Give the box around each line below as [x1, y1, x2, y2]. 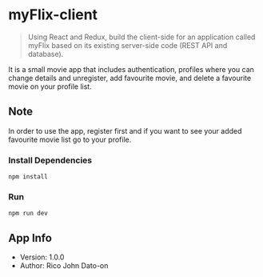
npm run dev [8, 210, 48, 218]
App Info [8, 231, 52, 245]
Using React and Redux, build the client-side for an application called [27, 32, 256, 42]
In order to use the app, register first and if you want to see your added [8, 126, 242, 135]
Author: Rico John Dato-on [19, 261, 109, 271]
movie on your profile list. [8, 82, 92, 91]
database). [27, 49, 64, 58]
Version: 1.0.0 [19, 252, 65, 262]
